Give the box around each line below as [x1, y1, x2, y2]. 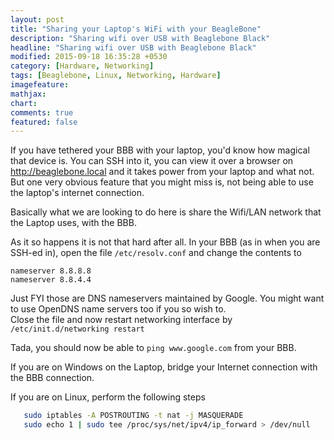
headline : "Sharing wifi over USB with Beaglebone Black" [10, 42, 257, 53]
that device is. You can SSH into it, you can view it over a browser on [10, 155, 294, 167]
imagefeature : [10, 80, 70, 90]
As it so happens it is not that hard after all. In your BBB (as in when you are [10, 236, 321, 248]
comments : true [10, 107, 74, 118]
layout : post [10, 14, 65, 25]
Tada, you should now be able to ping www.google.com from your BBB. [10, 342, 297, 354]
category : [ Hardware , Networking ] [10, 61, 155, 71]
